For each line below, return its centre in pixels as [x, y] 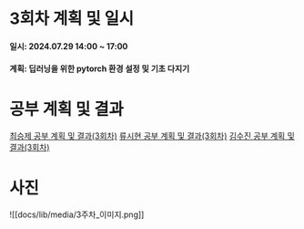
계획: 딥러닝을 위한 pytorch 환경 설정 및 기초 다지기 [100, 68]
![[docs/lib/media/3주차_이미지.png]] [77, 214]
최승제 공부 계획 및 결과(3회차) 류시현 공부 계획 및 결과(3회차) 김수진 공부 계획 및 [152, 136]
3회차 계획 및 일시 [72, 19]
